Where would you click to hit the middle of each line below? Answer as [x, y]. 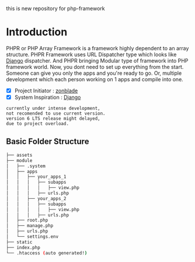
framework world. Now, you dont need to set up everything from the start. [95, 67]
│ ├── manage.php [30, 226]
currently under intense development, [53, 108]
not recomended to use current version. [56, 113]
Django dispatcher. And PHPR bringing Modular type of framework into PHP [97, 60]
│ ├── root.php [27, 220]
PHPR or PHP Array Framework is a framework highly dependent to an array [97, 48]
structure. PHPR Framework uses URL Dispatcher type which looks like [91, 54]
